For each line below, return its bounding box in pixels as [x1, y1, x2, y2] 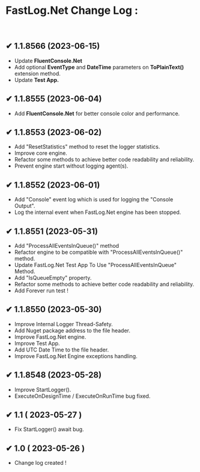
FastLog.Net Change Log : [5, 4, 139, 17]
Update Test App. [14, 76, 59, 83]
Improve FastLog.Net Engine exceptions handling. [14, 352, 138, 359]
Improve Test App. [14, 339, 61, 347]
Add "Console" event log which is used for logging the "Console [14, 196, 174, 203]
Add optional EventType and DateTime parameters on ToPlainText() [14, 63, 184, 71]
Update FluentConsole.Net [14, 57, 82, 64]
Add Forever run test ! [14, 287, 68, 294]
